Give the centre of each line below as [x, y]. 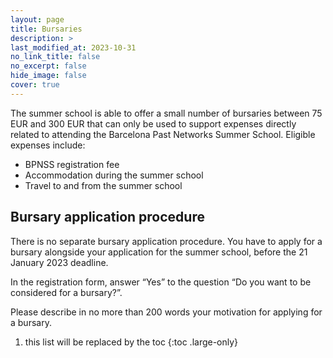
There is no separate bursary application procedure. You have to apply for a [166, 241]
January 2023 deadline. [59, 262]
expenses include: [48, 145]
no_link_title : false [55, 57]
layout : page [37, 19]
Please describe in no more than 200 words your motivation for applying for [166, 312]
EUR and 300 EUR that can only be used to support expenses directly [153, 123]
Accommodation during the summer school [114, 175]
